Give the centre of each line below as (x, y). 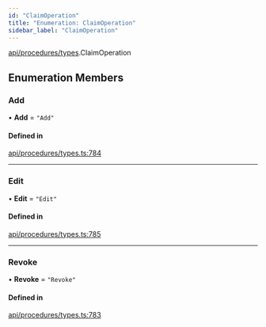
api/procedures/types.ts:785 (55, 234)
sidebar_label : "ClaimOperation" (63, 30)
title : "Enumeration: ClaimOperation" (72, 23)
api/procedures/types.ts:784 (55, 153)
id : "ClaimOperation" (44, 15)
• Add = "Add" (31, 118)
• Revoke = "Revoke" (42, 279)
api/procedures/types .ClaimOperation (70, 53)
